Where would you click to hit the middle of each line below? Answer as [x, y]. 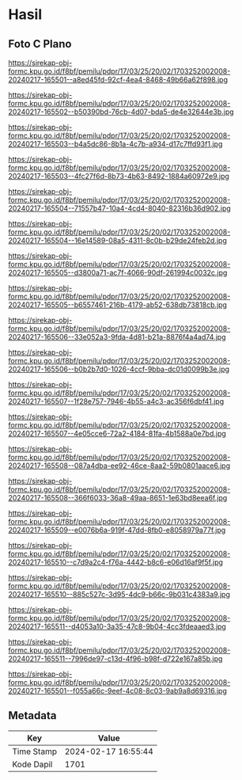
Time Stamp [35, 751]
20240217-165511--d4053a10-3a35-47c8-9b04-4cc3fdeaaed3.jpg [117, 626]
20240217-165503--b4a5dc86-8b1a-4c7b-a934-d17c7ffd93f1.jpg [115, 144]
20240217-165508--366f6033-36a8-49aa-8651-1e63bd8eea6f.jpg [118, 498]
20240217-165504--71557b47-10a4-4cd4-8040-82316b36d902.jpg [119, 208]
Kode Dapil [32, 764]
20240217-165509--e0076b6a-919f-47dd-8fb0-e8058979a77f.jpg [117, 530]
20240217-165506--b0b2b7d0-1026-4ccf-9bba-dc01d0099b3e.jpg [119, 369]
